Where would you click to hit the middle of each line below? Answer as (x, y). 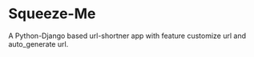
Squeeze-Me (52, 14)
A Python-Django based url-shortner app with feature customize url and (127, 36)
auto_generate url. (38, 44)
